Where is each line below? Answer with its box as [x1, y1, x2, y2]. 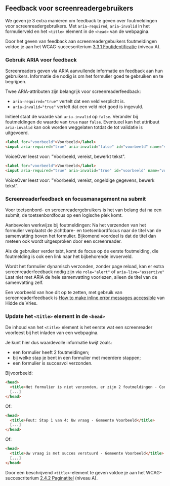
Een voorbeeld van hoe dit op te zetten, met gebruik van [5, 289, 122, 295]
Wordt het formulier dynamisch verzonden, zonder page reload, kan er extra [5, 263, 164, 269]
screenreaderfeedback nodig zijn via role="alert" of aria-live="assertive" [5, 269, 164, 275]
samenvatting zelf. [5, 279, 44, 285]
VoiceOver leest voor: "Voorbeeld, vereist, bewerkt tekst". [5, 153, 125, 159]
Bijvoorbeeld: [5, 370, 33, 376]
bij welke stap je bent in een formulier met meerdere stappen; [12, 355, 141, 361]
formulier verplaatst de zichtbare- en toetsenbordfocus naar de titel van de [5, 227, 161, 233]
